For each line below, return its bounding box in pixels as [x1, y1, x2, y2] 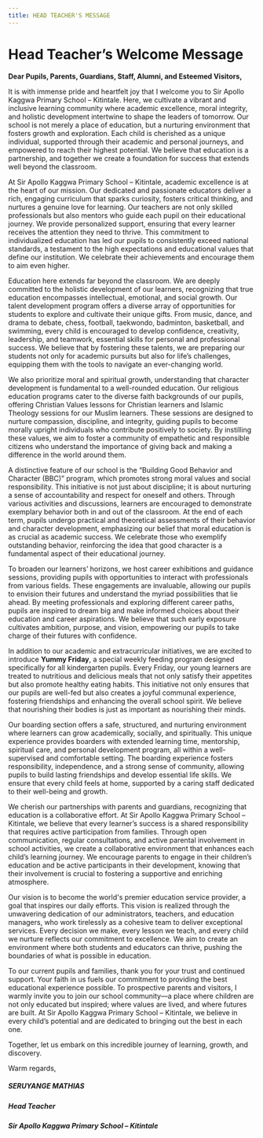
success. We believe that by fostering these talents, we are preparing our [8, 343, 245, 352]
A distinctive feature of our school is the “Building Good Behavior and [8, 465, 233, 474]
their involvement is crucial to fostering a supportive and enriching [8, 868, 223, 878]
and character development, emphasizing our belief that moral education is [8, 524, 251, 533]
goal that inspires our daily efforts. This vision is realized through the [8, 900, 230, 910]
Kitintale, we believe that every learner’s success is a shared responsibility [8, 819, 249, 828]
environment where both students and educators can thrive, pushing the [8, 942, 243, 952]
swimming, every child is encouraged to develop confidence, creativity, [8, 326, 239, 335]
